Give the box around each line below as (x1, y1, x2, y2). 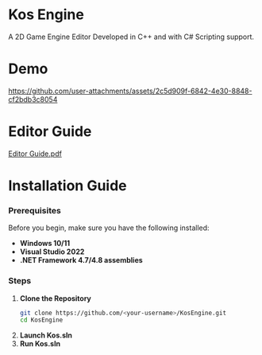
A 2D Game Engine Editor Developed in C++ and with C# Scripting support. (8, 32, 255, 41)
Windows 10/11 (19, 239, 71, 248)
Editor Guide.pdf (8, 149, 62, 158)
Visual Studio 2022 (19, 247, 85, 256)
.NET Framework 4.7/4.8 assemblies (19, 256, 143, 265)
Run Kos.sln (19, 339, 61, 349)
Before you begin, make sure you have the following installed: (8, 223, 210, 232)
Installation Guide (8, 177, 127, 194)
